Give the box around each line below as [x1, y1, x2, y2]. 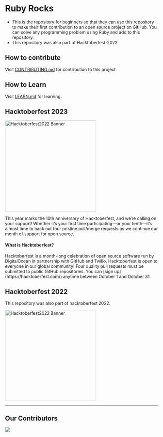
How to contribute [5, 54, 61, 62]
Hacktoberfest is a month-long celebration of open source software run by [5, 253, 154, 259]
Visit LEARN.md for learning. [5, 93, 62, 99]
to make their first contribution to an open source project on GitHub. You [12, 24, 157, 30]
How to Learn [5, 81, 47, 89]
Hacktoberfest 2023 [5, 107, 68, 115]
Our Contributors [5, 414, 58, 422]
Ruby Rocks [5, 3, 54, 14]
